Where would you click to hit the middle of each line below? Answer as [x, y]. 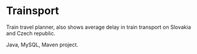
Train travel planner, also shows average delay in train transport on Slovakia [99, 27]
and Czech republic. [31, 33]
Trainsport [33, 11]
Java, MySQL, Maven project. [42, 45]
